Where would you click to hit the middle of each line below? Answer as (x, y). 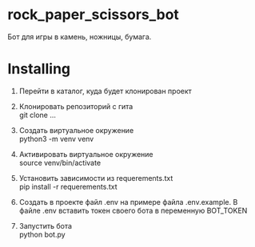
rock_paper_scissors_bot (93, 15)
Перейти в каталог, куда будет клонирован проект (106, 91)
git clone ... (38, 115)
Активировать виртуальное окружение (86, 154)
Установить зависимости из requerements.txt (96, 178)
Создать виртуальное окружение (76, 130)
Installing (39, 69)
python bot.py (42, 234)
